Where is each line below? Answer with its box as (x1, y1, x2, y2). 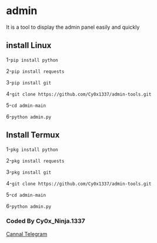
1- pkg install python (6, 146, 58, 153)
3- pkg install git (6, 168, 52, 176)
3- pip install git (6, 79, 52, 86)
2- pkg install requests (6, 157, 65, 164)
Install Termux (6, 130, 60, 140)
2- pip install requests (6, 67, 65, 75)
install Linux (6, 41, 52, 50)
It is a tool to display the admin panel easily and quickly (6, 23, 140, 31)
